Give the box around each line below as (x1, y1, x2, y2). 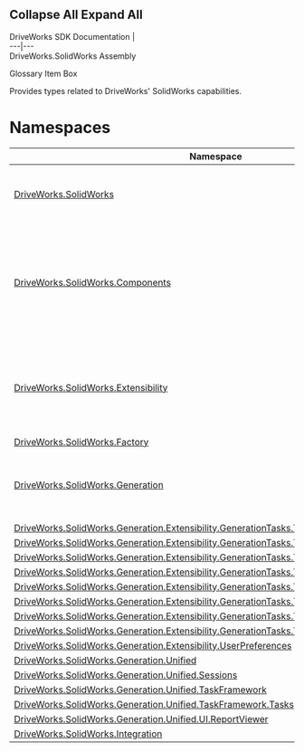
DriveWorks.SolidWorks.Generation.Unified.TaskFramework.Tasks (14, 698, 294, 710)
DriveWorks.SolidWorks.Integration (14, 728, 163, 740)
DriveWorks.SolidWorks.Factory (14, 435, 149, 448)
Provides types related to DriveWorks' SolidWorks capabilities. (9, 85, 242, 96)
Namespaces (9, 118, 111, 138)
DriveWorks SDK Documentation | (9, 31, 136, 42)
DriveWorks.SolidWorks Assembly (9, 50, 137, 62)
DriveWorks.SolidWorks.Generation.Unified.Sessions (14, 669, 238, 681)
